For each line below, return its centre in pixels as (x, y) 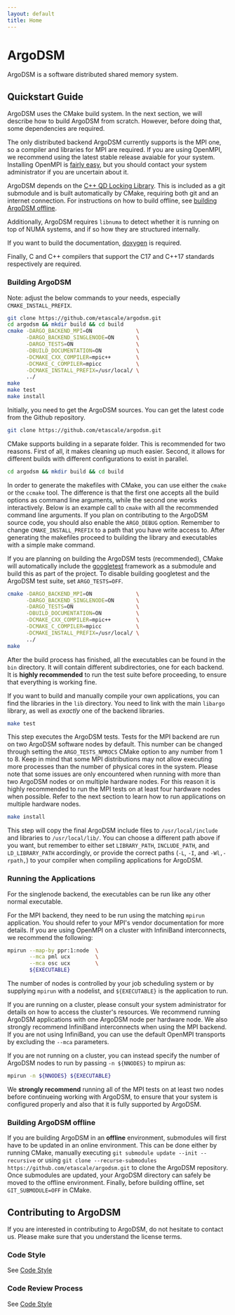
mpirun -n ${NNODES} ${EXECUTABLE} (59, 1076)
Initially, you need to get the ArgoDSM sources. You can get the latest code (116, 409)
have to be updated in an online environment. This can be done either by (112, 1145)
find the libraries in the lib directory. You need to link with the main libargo (116, 703)
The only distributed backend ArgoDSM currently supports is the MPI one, (114, 142)
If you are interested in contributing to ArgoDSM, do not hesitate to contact (115, 1229)
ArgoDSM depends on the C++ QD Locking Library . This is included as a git (116, 186)
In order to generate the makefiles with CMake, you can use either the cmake (117, 485)
